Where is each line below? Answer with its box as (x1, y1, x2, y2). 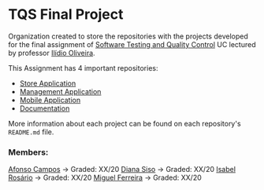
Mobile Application (19, 95, 81, 104)
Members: (8, 147, 49, 158)
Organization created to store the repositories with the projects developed (8, 31, 248, 41)
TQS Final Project (8, 5, 124, 24)
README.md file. (8, 127, 54, 137)
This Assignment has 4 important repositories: (8, 63, 158, 72)
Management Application (19, 86, 102, 96)
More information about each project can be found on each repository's (8, 119, 242, 128)
